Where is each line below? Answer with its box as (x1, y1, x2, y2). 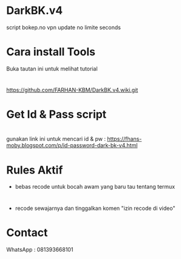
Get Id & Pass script (6, 107, 107, 121)
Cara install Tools (6, 45, 96, 59)
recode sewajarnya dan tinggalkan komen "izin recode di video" (15, 204, 176, 212)
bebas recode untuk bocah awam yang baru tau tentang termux (15, 183, 175, 190)
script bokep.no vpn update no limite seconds (6, 24, 121, 31)
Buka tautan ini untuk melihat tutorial (6, 65, 98, 72)
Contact (6, 226, 48, 240)
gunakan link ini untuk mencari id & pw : (6, 135, 106, 143)
